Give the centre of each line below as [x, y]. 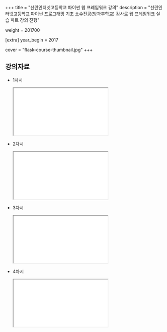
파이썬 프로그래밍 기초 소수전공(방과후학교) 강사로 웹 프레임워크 [93, 14]
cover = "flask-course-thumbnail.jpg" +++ [49, 50]
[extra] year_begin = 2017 [32, 40]
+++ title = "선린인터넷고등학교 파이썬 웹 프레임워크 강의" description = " [78, 7]
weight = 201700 [23, 30]
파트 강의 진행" [25, 20]
